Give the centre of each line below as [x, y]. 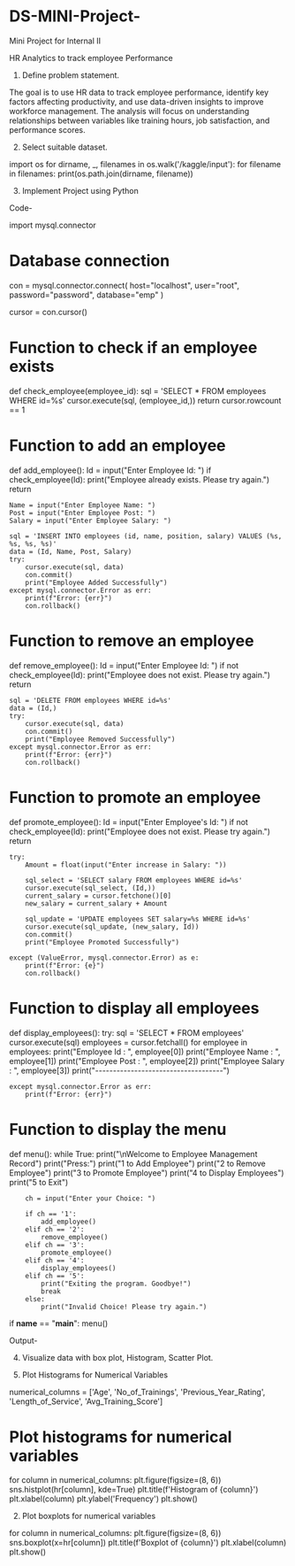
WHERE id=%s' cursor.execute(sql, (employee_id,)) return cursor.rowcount [145, 400]
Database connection [90, 261]
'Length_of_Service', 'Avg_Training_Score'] [86, 1401]
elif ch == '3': [55, 1245]
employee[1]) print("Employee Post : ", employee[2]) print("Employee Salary [147, 1061]
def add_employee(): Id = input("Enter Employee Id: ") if [110, 470]
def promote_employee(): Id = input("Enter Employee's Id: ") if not [129, 822]
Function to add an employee [118, 445]
